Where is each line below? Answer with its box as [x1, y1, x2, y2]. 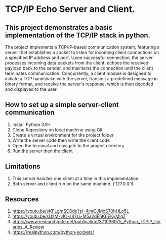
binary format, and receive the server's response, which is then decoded [5, 81, 154, 87]
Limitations [5, 162, 41, 171]
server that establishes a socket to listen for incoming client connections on [5, 50, 159, 55]
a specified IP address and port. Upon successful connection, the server [5, 55, 153, 60]
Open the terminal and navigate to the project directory [12, 142, 124, 148]
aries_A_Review [12, 224, 44, 230]
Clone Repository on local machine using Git [12, 126, 103, 132]
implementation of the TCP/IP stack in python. [5, 31, 151, 39]
